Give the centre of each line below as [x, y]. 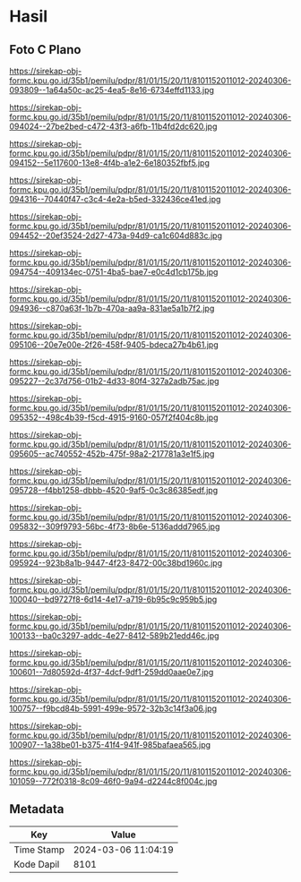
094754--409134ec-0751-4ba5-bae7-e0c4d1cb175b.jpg [114, 272]
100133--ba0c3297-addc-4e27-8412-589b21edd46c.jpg [114, 636]
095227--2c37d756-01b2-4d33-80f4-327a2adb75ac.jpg [114, 381]
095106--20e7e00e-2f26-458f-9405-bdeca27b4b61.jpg [114, 345]
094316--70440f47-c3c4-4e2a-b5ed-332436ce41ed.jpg [115, 199]
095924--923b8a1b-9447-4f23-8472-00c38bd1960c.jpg [116, 563]
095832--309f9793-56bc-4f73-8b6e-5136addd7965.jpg [115, 527]
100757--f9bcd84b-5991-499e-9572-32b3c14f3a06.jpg [113, 708]
